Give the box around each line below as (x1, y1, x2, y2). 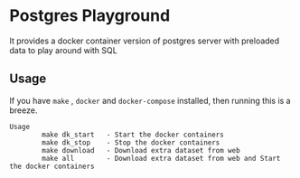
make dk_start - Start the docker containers (42, 130, 224, 139)
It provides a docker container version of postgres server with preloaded (9, 35, 280, 46)
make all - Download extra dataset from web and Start (42, 154, 281, 163)
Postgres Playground (9, 5, 171, 26)
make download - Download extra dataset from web (42, 145, 241, 155)
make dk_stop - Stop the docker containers (42, 137, 220, 147)
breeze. (9, 105, 38, 116)
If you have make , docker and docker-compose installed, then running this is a (9, 95, 291, 106)
